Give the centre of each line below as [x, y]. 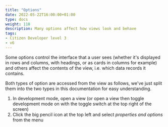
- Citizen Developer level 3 [36, 38]
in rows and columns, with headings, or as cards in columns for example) [81, 62]
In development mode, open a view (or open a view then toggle [78, 98]
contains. [15, 73]
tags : [11, 33]
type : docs [17, 19]
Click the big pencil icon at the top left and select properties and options [88, 114]
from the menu [28, 120]
